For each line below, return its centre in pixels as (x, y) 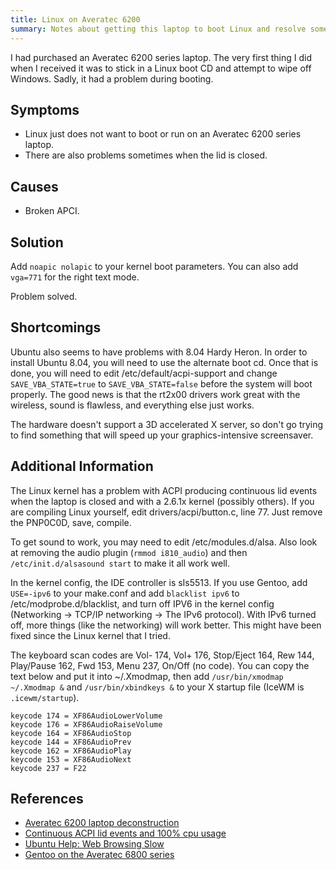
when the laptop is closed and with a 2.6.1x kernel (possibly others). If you (162, 501)
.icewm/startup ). (45, 697)
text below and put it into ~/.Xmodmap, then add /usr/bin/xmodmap (147, 676)
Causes (34, 186)
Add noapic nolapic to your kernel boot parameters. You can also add (154, 266)
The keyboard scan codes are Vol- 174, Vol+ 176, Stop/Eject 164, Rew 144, (162, 655)
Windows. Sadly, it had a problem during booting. (112, 78)
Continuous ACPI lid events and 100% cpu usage (125, 833)
